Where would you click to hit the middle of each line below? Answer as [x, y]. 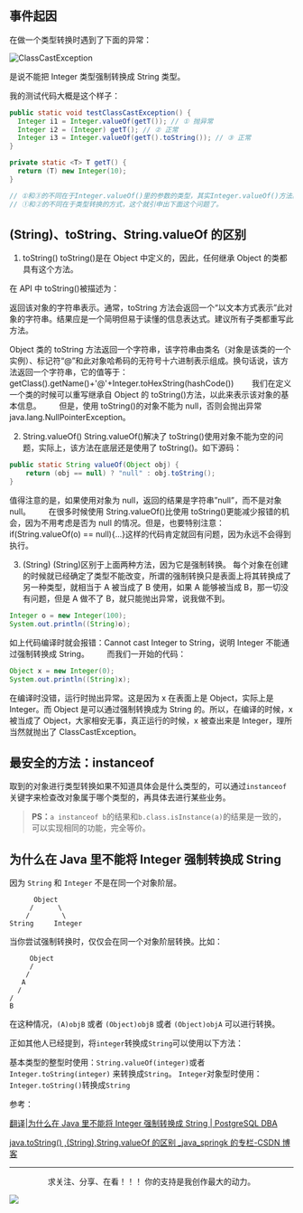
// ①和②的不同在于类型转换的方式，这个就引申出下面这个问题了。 [116, 204]
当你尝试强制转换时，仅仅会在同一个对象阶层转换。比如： [116, 942]
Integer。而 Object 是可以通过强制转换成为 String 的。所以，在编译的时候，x [151, 709]
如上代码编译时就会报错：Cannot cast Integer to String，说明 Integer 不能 [146, 642]
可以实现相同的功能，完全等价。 [91, 828]
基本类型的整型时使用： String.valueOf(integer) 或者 [107, 1063]
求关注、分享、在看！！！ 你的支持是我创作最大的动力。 [151, 1181]
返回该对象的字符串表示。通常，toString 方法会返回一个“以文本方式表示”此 [147, 308]
